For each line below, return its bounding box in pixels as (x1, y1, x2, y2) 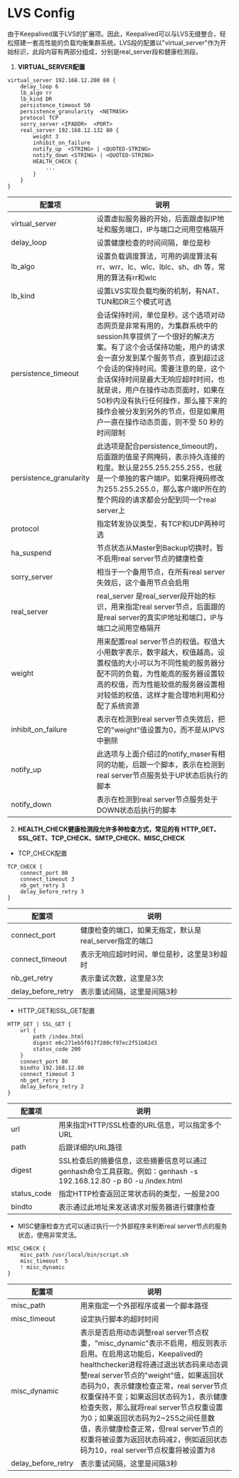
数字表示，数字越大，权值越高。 (110, 647, 218, 657)
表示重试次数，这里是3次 (80, 973, 164, 983)
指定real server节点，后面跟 (124, 602, 218, 612)
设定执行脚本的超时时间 (80, 1314, 159, 1324)
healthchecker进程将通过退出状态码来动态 (80, 1360, 221, 1370)
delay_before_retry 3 (20, 888, 84, 895)
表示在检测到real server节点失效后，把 (96, 714, 225, 724)
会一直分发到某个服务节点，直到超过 (96, 353, 218, 363)
